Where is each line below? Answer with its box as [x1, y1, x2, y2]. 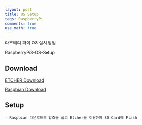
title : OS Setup [5, 12, 39, 17]
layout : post [5, 7, 32, 12]
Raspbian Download [5, 86, 46, 92]
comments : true [5, 21, 37, 26]
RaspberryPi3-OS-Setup [5, 50, 55, 56]
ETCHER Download [5, 77, 45, 83]
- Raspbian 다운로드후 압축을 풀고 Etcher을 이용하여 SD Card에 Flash [5, 115, 137, 120]
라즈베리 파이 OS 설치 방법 [5, 40, 56, 46]
